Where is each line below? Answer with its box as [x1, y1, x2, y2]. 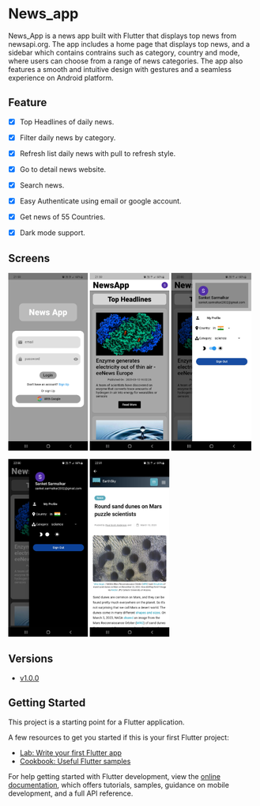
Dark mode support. [19, 228, 85, 238]
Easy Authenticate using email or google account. [19, 196, 182, 206]
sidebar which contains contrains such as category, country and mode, [8, 48, 240, 57]
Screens [8, 251, 50, 265]
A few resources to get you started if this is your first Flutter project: [8, 732, 229, 742]
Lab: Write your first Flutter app [19, 747, 122, 757]
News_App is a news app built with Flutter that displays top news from [8, 31, 237, 40]
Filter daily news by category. [19, 132, 116, 143]
